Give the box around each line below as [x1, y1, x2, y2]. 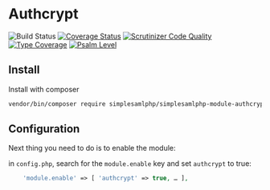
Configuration [8, 122, 80, 136]
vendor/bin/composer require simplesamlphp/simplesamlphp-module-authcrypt [8, 99, 268, 108]
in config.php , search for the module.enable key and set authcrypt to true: [8, 159, 252, 168]
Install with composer [8, 84, 80, 94]
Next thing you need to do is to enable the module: [8, 144, 176, 153]
